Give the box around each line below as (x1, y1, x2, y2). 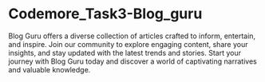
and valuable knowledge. (8, 64, 91, 74)
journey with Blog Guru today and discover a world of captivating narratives (8, 57, 257, 66)
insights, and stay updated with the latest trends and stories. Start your (8, 48, 242, 57)
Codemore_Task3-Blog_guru (8, 5, 203, 23)
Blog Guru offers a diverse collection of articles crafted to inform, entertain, (8, 31, 256, 41)
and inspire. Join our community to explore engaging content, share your (8, 39, 248, 49)
